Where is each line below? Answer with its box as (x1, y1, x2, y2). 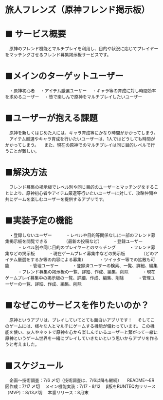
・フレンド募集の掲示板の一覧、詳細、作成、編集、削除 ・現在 (18, 269, 156, 275)
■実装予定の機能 (5, 215, 73, 226)
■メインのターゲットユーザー (5, 71, 124, 82)
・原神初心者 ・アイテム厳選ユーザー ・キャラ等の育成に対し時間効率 (9, 88, 157, 94)
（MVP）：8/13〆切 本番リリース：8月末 (5, 389, 89, 395)
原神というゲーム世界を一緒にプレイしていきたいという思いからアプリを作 (5, 335, 154, 341)
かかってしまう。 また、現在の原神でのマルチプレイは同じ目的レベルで (5, 142, 151, 148)
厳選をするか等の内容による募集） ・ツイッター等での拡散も (18, 257, 151, 262)
